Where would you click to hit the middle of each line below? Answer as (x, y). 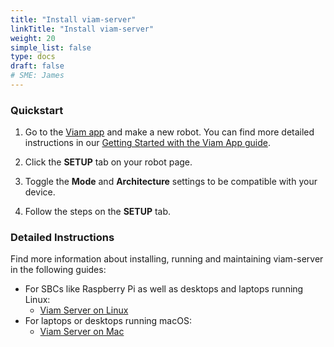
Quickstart (37, 110)
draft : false (37, 66)
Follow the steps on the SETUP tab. (98, 212)
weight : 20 (33, 38)
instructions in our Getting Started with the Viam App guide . (147, 143)
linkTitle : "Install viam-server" (82, 29)
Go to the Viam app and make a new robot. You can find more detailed (169, 132)
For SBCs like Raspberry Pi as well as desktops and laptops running (164, 289)
